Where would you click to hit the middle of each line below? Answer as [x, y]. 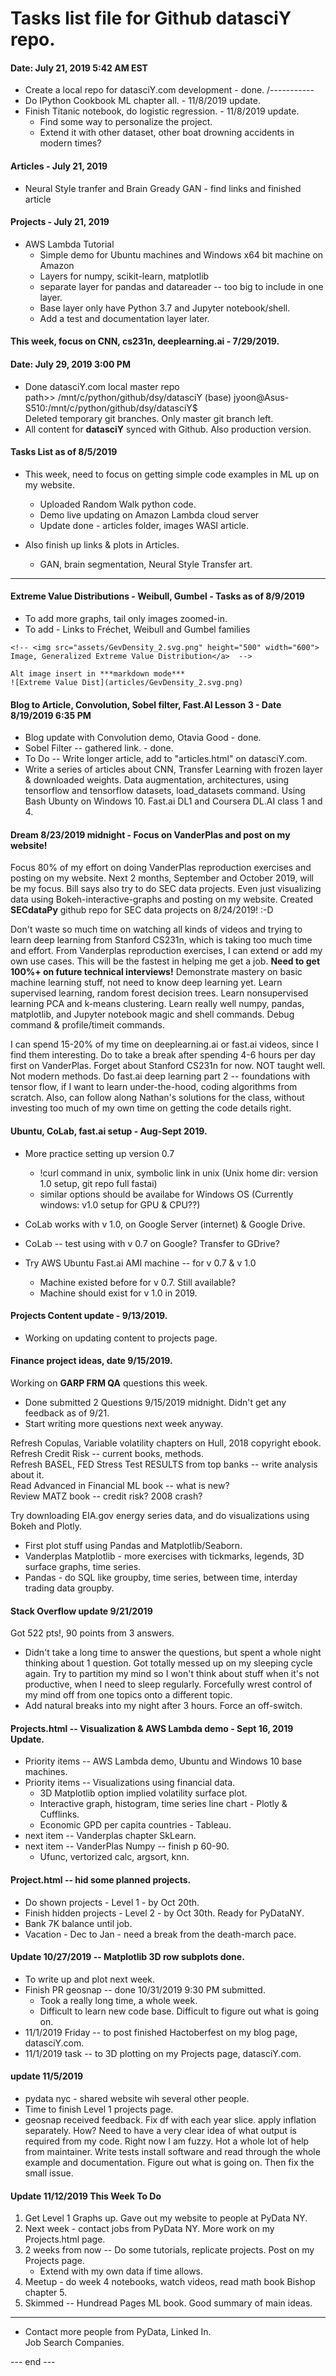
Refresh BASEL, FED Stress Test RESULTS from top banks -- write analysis [164, 1464]
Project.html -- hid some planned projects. [101, 1880]
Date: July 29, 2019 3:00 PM [70, 364]
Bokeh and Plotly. [46, 1526]
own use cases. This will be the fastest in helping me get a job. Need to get [165, 961]
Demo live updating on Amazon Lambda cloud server [149, 514]
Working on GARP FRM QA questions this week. [109, 1383]
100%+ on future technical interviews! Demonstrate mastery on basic [156, 972]
